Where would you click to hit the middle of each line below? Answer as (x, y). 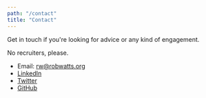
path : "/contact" (32, 13)
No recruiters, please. (38, 53)
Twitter (27, 80)
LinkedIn (29, 73)
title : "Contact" (32, 20)
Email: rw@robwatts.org (51, 66)
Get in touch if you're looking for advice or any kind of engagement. (103, 39)
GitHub (27, 88)
